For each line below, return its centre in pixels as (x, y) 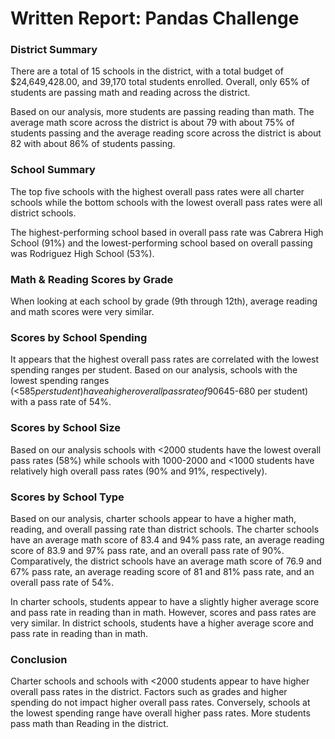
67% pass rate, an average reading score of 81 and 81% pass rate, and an (162, 571)
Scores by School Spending (79, 337)
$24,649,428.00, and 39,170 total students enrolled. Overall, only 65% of (160, 82)
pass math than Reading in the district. (89, 724)
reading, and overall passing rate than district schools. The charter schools (165, 529)
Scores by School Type (67, 497)
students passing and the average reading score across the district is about (166, 133)
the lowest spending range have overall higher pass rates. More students (160, 713)
